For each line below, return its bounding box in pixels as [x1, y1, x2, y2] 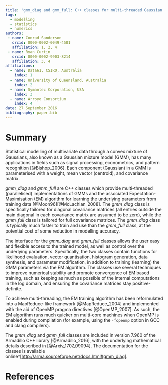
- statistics [10, 21, 37, 27]
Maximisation [5, 196, 33, 202]
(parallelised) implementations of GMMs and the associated [5, 190, 129, 196]
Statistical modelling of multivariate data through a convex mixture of [5, 148, 148, 155]
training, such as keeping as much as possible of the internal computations [5, 275, 160, 281]
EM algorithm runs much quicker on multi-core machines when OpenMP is [5, 312, 159, 318]
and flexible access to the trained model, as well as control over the [5, 243, 145, 249]
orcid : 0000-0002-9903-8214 [12, 54, 71, 59]
